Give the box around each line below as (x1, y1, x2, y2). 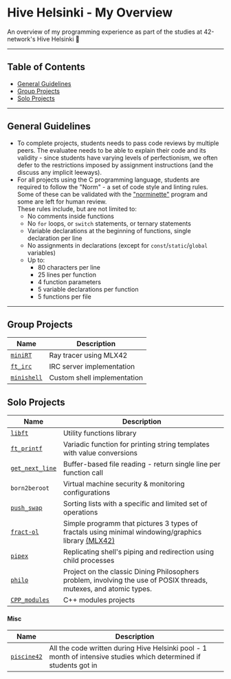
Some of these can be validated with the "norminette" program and (16, 190, 208, 198)
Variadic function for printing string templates (63, 440, 210, 449)
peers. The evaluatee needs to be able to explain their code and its (16, 146, 206, 154)
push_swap (10, 504, 43, 512)
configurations (63, 488, 111, 497)
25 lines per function (37, 270, 97, 279)
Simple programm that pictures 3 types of (63, 519, 198, 528)
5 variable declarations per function (37, 285, 139, 293)
